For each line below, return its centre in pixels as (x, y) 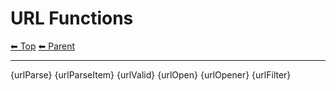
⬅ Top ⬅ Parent (43, 46)
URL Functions (72, 18)
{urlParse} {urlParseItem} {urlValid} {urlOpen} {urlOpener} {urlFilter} (151, 74)
